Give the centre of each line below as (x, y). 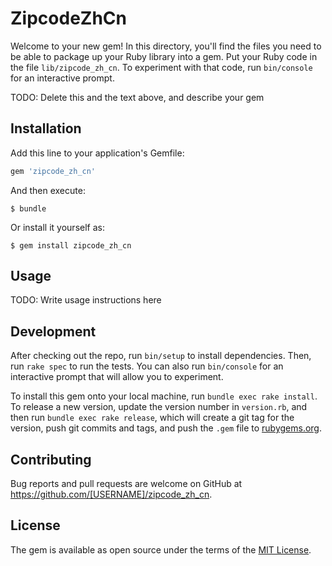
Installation (46, 128)
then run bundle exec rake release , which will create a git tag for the (152, 418)
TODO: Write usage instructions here (86, 300)
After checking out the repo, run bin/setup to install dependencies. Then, (161, 356)
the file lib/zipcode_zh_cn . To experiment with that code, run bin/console (161, 67)
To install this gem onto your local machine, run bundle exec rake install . (164, 396)
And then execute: (48, 190)
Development (53, 331)
